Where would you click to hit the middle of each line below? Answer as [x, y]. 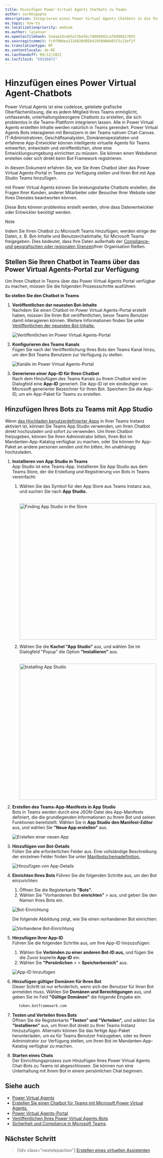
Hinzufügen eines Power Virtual [71, 83]
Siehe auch [22, 1086]
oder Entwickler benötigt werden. [38, 212]
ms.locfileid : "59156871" [31, 59]
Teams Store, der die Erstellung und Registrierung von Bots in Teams [81, 471]
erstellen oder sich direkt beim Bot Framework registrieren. [64, 159]
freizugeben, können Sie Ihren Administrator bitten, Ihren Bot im [69, 436]
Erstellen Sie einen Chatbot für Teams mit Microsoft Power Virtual [77, 1103]
